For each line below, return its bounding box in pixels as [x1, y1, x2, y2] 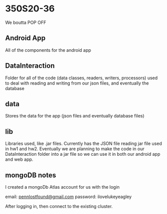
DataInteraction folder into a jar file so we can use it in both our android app [5, 151, 161, 157]
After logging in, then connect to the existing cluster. [5, 204, 113, 209]
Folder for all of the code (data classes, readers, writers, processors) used [5, 75, 158, 81]
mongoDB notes [5, 171, 56, 179]
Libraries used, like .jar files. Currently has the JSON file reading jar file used [5, 140, 162, 147]
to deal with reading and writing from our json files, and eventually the [5, 80, 149, 86]
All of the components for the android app [5, 47, 91, 53]
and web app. [5, 156, 33, 162]
